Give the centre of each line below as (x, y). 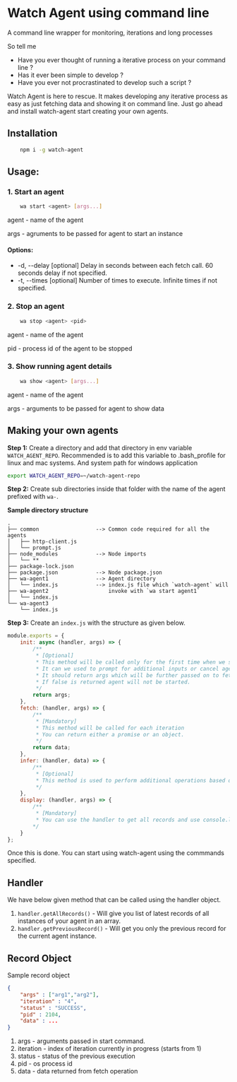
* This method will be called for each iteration (110, 728)
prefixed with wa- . (33, 497)
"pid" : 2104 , (41, 1015)
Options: (20, 249)
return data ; (52, 748)
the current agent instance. (57, 936)
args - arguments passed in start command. (81, 1041)
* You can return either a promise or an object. (110, 734)
